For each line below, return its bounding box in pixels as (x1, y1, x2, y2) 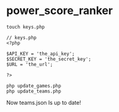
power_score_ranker (6, 4, 113, 18)
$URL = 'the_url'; (6, 61, 53, 67)
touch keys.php (6, 24, 45, 30)
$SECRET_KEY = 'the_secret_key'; (6, 56, 92, 62)
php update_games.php (6, 83, 62, 89)
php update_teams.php (6, 88, 62, 94)
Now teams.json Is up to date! (6, 99, 81, 106)
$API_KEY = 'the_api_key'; (6, 50, 75, 57)
